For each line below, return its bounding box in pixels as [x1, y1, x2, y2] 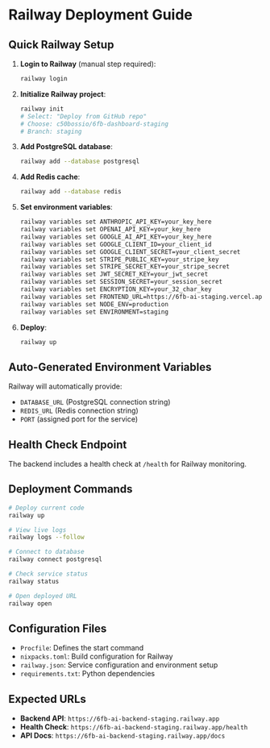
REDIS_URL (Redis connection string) [19, 405, 139, 416]
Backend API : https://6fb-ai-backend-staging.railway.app [19, 713, 220, 723]
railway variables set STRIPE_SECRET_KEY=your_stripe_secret [19, 263, 231, 271]
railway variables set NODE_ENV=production [19, 300, 169, 308]
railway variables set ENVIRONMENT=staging [19, 308, 169, 316]
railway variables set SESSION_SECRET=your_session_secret [19, 278, 223, 286]
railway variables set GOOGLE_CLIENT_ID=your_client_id [19, 240, 212, 248]
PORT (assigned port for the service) [19, 414, 139, 424]
